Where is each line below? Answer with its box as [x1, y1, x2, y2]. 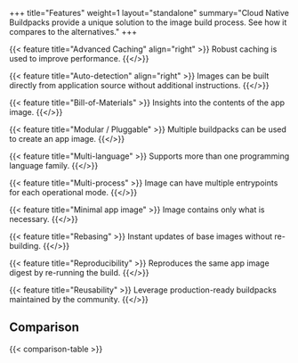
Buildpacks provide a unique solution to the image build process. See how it [9, 17, 287, 28]
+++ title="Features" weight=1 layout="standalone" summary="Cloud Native [9, 8, 289, 18]
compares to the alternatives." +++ [9, 27, 138, 37]
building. [9, 241, 42, 251]
